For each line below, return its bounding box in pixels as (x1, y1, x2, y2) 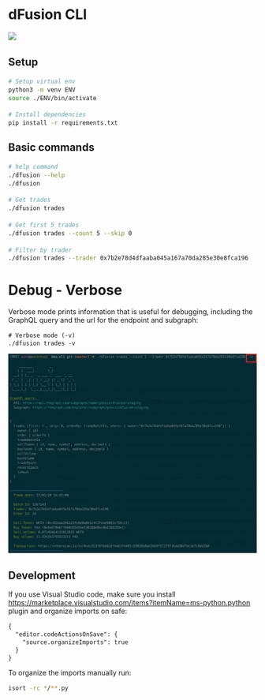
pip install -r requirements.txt (8, 119, 118, 127)
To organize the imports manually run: (8, 668, 132, 678)
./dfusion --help (8, 171, 65, 179)
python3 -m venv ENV (8, 85, 77, 94)
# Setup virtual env (8, 77, 77, 85)
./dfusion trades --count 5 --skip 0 (8, 229, 132, 238)
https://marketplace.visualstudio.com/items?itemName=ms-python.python (8, 598, 251, 608)
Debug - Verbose (8, 281, 122, 299)
